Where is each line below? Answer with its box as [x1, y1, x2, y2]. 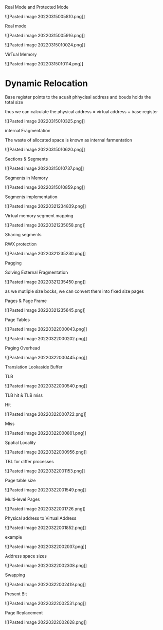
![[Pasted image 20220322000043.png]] [5, 326, 88, 332]
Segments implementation [5, 194, 57, 200]
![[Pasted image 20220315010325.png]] [5, 118, 85, 124]
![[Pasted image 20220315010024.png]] [5, 42, 85, 48]
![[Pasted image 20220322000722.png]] [5, 411, 87, 417]
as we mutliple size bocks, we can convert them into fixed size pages [5, 288, 144, 294]
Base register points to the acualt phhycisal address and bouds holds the [5, 94, 151, 100]
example [5, 534, 22, 540]
